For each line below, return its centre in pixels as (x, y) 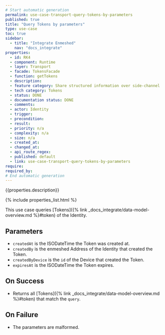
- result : (20, 123)
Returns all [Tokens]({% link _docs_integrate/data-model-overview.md (86, 293)
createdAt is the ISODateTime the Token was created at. (71, 244)
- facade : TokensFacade (35, 72)
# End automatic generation (35, 176)
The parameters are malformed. (46, 327)
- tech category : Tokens (36, 90)
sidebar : (14, 39)
